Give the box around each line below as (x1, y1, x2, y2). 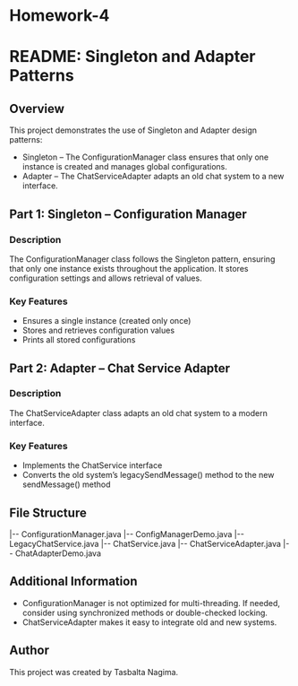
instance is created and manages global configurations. (21, 161, 228, 172)
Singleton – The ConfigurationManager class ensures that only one (21, 152, 269, 162)
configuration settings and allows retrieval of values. (9, 273, 203, 283)
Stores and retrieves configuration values (21, 325, 175, 336)
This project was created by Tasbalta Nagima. (9, 666, 179, 677)
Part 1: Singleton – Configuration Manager (9, 206, 248, 221)
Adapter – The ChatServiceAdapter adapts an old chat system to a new (21, 171, 285, 182)
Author (9, 643, 49, 658)
